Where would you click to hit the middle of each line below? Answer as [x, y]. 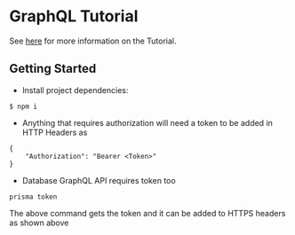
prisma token [33, 197]
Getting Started [53, 69]
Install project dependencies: [75, 90]
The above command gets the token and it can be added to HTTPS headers [147, 213]
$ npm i [24, 106]
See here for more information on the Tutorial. [93, 41]
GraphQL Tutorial [74, 16]
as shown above [39, 223]
